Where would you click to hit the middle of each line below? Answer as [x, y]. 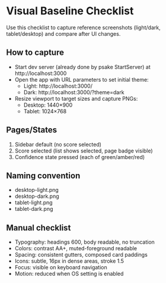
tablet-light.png [33, 203]
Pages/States [32, 130]
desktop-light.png [37, 190]
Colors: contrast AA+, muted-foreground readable [76, 248]
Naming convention [43, 175]
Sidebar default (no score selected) [58, 144]
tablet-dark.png [34, 209]
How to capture [35, 53]
